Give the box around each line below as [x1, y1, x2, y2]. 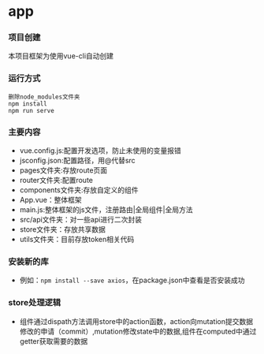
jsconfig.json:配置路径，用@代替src [19, 156, 136, 166]
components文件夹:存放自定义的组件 [19, 185, 139, 195]
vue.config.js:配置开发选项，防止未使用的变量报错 [19, 146, 181, 155]
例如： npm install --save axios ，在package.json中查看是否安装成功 [19, 275, 245, 285]
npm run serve [8, 106, 55, 114]
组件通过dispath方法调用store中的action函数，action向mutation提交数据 [19, 316, 254, 326]
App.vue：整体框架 [19, 196, 82, 205]
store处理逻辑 [8, 297, 61, 308]
